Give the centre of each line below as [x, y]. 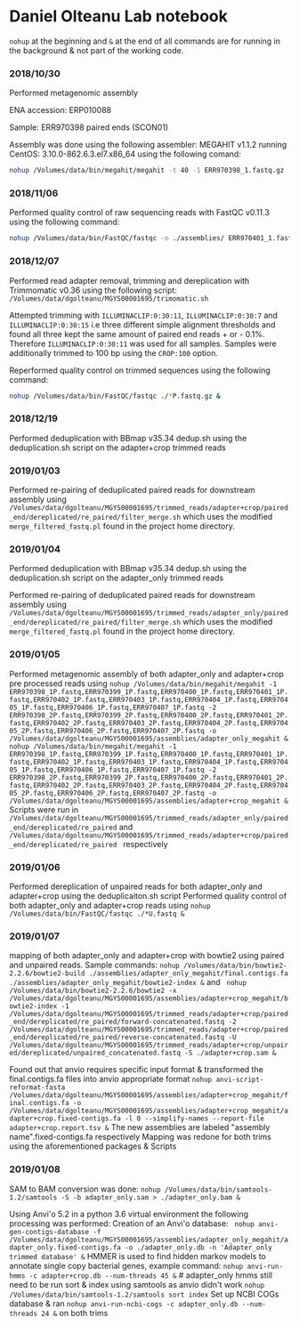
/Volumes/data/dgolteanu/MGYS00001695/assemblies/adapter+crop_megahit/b [149, 998]
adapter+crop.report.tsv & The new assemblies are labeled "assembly [140, 1127]
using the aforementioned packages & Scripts [93, 1146]
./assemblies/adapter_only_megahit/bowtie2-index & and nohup [128, 982]
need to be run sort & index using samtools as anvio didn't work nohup [137, 1284]
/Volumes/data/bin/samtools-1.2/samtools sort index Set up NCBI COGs [144, 1294]
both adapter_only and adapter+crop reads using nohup [110, 905]
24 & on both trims [75, 1313]
